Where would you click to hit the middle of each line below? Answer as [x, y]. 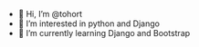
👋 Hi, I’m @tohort [50, 14]
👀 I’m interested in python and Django [89, 23]
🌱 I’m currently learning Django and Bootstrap [104, 33]
